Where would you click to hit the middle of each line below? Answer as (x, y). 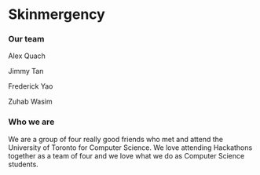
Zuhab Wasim (30, 102)
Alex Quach (27, 56)
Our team (26, 39)
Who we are (31, 122)
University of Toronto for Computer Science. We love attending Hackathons (130, 148)
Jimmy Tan (26, 71)
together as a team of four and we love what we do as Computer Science (126, 155)
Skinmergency (57, 15)
